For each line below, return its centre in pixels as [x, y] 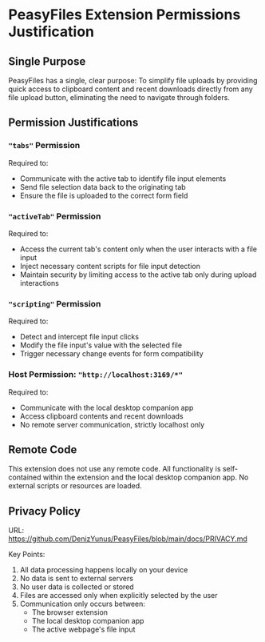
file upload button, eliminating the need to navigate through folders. [119, 97]
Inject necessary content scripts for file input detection [110, 266]
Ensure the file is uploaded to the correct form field [104, 195]
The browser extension [70, 612]
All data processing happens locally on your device [104, 570]
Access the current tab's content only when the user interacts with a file [138, 249]
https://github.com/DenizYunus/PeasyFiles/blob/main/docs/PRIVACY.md [128, 539]
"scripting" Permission [55, 303]
